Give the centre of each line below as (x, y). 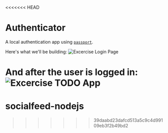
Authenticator (36, 28)
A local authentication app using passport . (49, 42)
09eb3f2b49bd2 (111, 126)
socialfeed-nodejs (45, 106)
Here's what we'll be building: (36, 52)
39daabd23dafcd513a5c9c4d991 (128, 120)
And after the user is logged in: (72, 72)
